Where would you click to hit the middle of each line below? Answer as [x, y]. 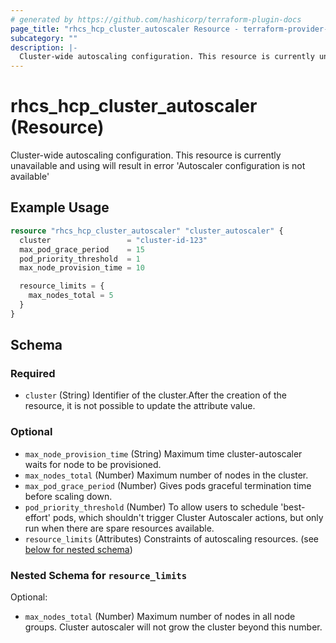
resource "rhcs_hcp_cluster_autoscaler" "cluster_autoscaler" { [147, 231]
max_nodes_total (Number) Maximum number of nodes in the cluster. [166, 475]
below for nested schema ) [78, 549]
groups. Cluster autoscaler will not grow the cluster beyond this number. [173, 627]
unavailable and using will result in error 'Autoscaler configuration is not [158, 166]
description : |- [44, 47]
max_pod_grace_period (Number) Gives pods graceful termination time [168, 485]
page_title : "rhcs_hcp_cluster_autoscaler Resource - [125, 29]
